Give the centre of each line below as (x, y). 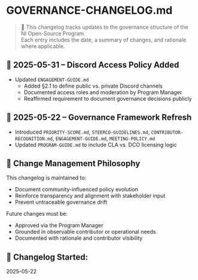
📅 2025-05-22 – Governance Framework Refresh (99, 118)
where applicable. (43, 46)
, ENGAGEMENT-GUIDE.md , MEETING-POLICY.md (104, 138)
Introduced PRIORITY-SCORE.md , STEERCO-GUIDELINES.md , (82, 132)
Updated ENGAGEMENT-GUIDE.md (52, 79)
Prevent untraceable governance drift (61, 202)
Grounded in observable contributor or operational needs (85, 232)
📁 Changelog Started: (47, 257)
